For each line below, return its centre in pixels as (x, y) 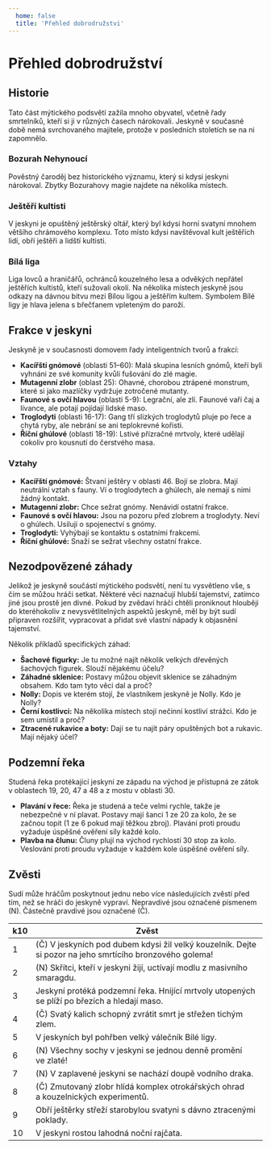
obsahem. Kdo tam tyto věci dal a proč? (86, 686)
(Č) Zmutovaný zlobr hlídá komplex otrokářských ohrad (140, 1086)
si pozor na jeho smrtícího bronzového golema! (124, 955)
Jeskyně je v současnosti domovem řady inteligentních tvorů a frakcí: (124, 350)
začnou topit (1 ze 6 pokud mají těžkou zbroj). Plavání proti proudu (130, 823)
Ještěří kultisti (37, 206)
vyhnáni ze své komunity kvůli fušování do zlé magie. (108, 374)
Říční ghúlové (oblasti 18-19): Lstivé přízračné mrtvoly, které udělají (132, 434)
